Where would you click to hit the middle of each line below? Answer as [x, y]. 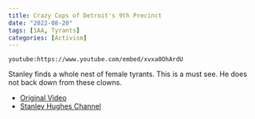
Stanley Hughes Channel [61, 106]
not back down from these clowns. [65, 83]
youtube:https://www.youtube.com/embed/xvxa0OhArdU [96, 59]
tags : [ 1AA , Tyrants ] [44, 30]
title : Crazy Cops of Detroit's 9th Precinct [85, 15]
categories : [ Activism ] [48, 38]
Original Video [43, 98]
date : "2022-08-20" [41, 23]
